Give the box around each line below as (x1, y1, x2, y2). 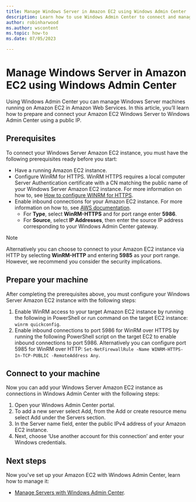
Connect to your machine (6, 368, 100, 378)
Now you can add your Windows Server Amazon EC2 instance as (6, 384, 163, 391)
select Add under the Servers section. (14, 414, 106, 421)
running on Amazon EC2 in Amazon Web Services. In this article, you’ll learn (6, 104, 190, 111)
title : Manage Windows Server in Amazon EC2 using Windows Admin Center (6, 8, 187, 15)
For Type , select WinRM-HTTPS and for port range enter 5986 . (23, 210, 177, 217)
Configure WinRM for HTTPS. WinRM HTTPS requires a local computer (14, 173, 185, 180)
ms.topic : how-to (6, 30, 48, 36)
